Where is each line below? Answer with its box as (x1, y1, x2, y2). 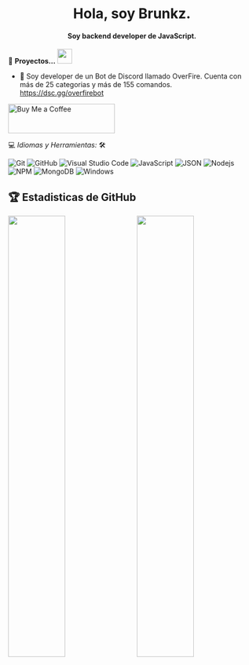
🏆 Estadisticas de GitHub (8, 190, 137, 204)
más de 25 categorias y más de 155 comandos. (19, 80, 173, 90)
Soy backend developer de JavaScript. (67, 31, 197, 40)
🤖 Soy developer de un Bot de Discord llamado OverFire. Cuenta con (19, 71, 242, 81)
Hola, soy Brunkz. (73, 5, 191, 23)
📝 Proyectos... (8, 57, 57, 66)
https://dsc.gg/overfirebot (19, 88, 104, 98)
